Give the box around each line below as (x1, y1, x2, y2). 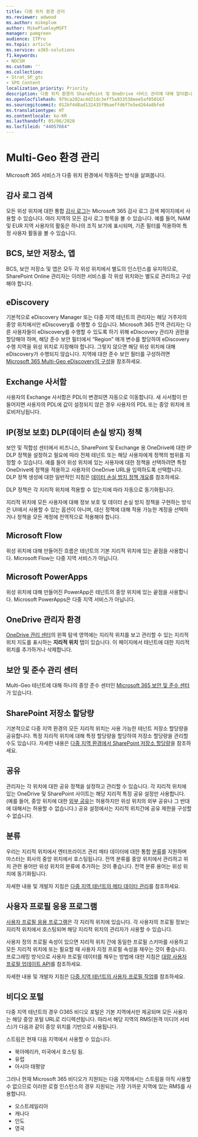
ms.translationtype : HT (6, 107, 65, 113)
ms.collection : (6, 69, 44, 75)
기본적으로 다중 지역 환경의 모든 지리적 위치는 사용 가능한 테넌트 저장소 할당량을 (6, 725, 189, 732)
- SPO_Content (6, 80, 41, 86)
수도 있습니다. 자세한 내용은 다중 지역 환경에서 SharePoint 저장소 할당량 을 (6, 740, 176, 747)
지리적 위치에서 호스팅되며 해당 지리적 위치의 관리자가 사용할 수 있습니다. (6, 925, 173, 932)
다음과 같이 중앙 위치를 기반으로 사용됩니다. (18, 1023, 118, 1030)
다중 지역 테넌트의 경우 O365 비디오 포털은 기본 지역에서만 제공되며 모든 (6, 1008, 172, 1016)
